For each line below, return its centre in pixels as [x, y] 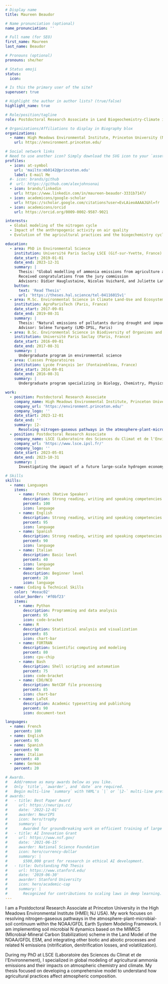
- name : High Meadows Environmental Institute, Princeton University [83, 138]
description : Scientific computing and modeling [75, 648]
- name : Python [34, 606]
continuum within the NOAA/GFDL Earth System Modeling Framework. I [87, 923]
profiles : [15, 160]
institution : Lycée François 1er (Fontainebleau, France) [76, 365]
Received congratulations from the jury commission [73, 276]
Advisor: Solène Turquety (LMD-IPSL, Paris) [65, 327]
